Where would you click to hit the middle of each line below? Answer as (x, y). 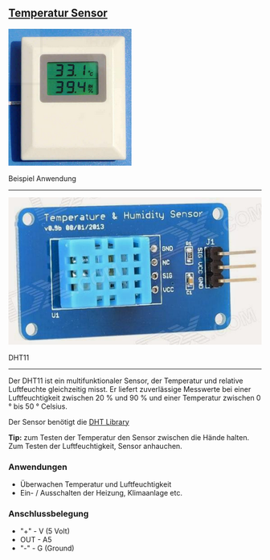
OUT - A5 (36, 540)
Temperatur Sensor (58, 13)
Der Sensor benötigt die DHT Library (69, 422)
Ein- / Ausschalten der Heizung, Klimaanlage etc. (101, 492)
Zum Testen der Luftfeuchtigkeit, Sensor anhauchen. (95, 446)
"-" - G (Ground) (47, 548)
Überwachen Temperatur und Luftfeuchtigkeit (96, 484)
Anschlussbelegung (49, 513)
